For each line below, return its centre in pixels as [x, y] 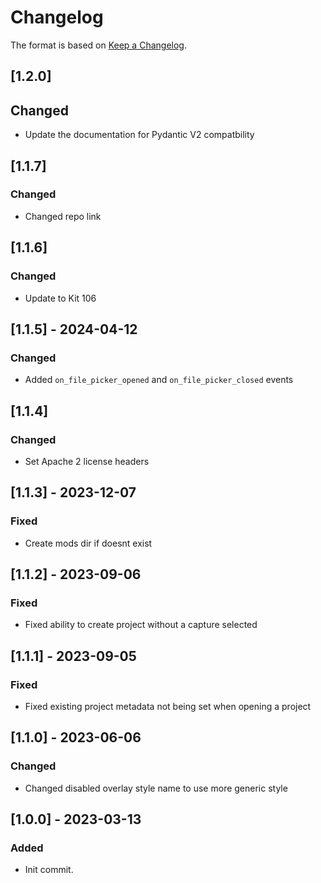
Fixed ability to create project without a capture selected [141, 625]
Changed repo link [63, 216]
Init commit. [49, 870]
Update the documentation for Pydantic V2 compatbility [139, 135]
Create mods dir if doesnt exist [88, 543]
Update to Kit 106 [60, 298]
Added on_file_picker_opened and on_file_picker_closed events [159, 380]
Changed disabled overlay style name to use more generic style [156, 788]
